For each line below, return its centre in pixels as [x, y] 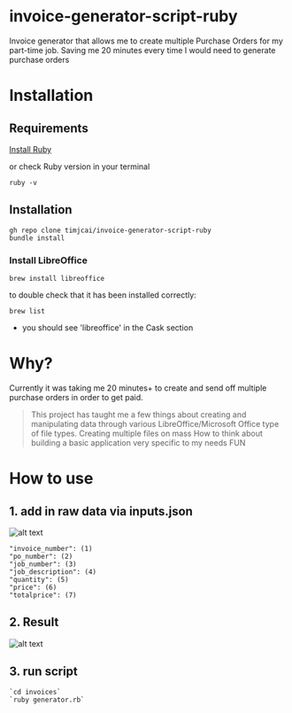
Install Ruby [31, 149]
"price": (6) [33, 587]
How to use [51, 479]
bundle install [37, 238]
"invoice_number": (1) [51, 548]
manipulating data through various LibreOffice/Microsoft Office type [155, 423]
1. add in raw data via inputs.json [101, 511]
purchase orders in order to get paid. [76, 397]
